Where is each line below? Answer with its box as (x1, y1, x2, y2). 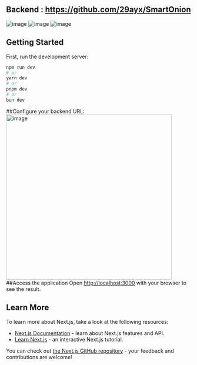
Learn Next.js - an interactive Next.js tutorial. (14, 336, 123, 343)
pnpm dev (6, 86, 28, 92)
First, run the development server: (6, 53, 89, 60)
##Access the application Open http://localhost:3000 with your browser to (6, 279, 187, 286)
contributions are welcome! (6, 353, 72, 360)
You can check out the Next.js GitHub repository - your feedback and (6, 347, 175, 354)
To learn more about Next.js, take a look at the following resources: (6, 318, 169, 325)
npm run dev (6, 64, 35, 70)
